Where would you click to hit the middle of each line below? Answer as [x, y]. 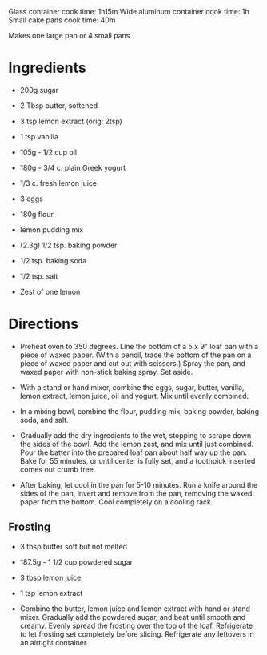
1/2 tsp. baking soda [53, 260]
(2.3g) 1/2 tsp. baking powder [68, 245]
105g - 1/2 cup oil [48, 152]
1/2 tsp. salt [39, 276]
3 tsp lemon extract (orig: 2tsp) [71, 121]
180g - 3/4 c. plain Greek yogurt [73, 167]
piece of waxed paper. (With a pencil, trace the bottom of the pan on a [135, 355]
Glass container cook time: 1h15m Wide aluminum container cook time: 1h [129, 12]
